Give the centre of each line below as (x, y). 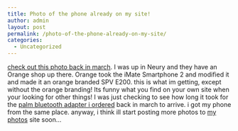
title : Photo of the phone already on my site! (79, 14)
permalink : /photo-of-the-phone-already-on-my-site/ (87, 34)
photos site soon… (34, 120)
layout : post (27, 27)
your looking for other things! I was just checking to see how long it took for (118, 97)
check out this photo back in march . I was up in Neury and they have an (113, 67)
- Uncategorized (38, 47)
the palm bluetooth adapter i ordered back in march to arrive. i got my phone (119, 104)
